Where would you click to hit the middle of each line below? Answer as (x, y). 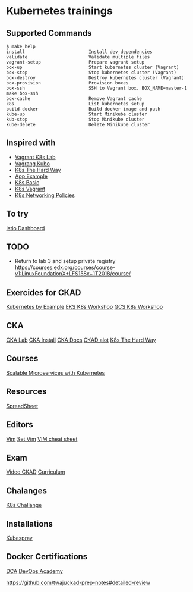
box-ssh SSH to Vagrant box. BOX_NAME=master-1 (96, 88)
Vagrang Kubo (32, 163)
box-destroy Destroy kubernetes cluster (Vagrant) (95, 78)
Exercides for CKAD (44, 292)
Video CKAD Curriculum (36, 472)
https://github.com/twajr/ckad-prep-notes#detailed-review (78, 582)
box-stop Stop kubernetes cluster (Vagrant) (91, 73)
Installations (30, 524)
